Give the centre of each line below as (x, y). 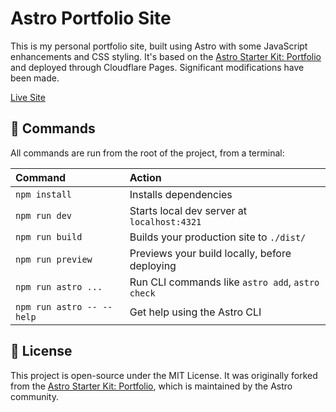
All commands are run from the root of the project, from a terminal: (147, 153)
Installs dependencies (181, 194)
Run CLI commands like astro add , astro (224, 282)
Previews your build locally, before (210, 253)
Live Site (28, 97)
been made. (35, 78)
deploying (153, 265)
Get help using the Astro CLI (195, 312)
